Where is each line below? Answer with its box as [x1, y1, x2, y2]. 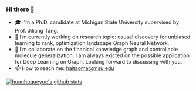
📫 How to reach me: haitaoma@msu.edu [14, 65, 114, 72]
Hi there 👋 [6, 5, 35, 13]
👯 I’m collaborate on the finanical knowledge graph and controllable [14, 46, 178, 53]
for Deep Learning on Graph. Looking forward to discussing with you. [14, 58, 183, 65]
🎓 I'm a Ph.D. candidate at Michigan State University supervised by [14, 19, 180, 26]
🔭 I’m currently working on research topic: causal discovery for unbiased [14, 33, 191, 40]
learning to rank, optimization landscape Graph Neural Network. [14, 40, 170, 47]
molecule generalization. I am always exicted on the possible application [14, 52, 190, 59]
